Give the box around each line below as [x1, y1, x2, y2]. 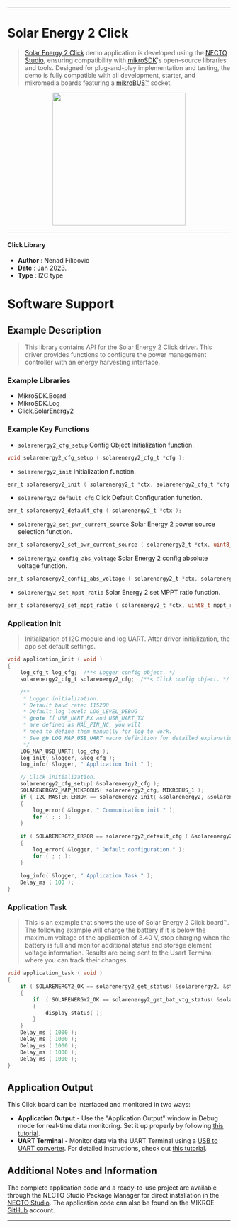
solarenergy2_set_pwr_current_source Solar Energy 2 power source [17, 520, 216, 528]
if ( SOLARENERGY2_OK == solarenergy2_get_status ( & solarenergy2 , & [20, 983, 227, 990]
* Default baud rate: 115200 [23, 702, 110, 709]
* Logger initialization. [23, 695, 100, 702]
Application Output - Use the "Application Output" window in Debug [17, 1114, 218, 1122]
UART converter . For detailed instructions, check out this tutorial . [17, 1144, 208, 1153]
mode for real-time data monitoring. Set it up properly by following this [17, 1122, 224, 1130]
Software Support [7, 296, 115, 312]
